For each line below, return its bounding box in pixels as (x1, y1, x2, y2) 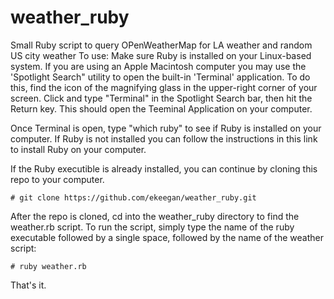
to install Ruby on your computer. (10, 143, 147, 155)
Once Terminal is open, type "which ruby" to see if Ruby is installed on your (10, 122, 322, 134)
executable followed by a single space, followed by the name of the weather (10, 231, 324, 243)
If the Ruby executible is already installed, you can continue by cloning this (10, 162, 318, 175)
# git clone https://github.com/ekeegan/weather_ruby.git (10, 192, 257, 203)
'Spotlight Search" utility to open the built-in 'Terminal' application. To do (10, 71, 311, 83)
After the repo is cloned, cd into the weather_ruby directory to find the (10, 210, 300, 222)
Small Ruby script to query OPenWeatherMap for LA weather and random (10, 39, 313, 51)
